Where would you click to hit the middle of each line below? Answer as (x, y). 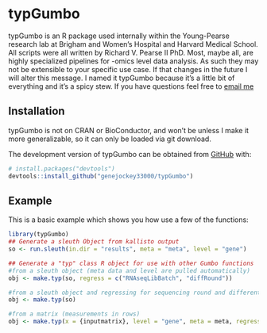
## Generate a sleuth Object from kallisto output (94, 242)
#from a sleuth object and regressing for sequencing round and (117, 293)
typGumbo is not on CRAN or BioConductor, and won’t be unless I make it (128, 130)
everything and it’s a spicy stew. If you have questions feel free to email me (131, 86)
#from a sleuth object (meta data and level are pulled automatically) (129, 270)
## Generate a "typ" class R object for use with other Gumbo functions (131, 263)
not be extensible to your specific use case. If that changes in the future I (128, 69)
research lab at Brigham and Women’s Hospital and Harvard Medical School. (133, 44)
